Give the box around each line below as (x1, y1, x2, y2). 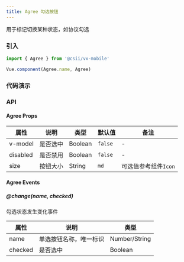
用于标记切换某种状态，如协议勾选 (6, 25, 89, 33)
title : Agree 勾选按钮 (6, 8, 59, 15)
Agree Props (6, 112, 38, 119)
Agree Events (6, 179, 40, 186)
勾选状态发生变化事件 (6, 208, 58, 215)
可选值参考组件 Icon (121, 162, 176, 170)
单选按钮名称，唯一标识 (38, 235, 105, 243)
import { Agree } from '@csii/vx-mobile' (6, 56, 110, 62)
